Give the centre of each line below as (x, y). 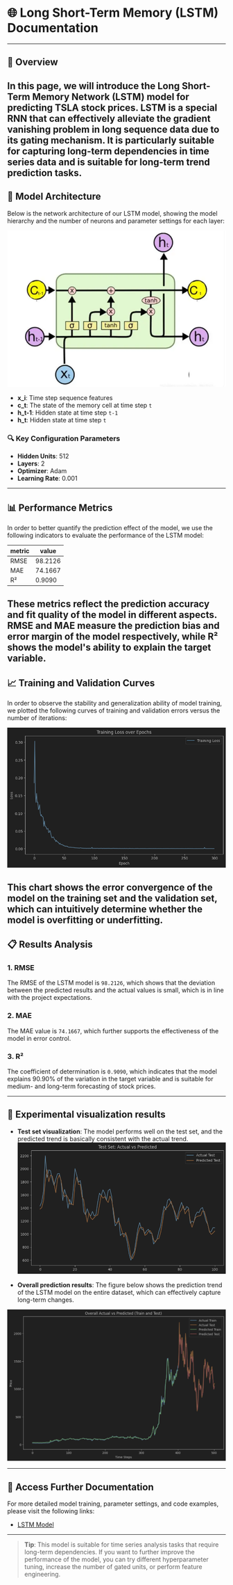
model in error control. (39, 1038)
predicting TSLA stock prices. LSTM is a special (112, 107)
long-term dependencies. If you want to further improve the (110, 1552)
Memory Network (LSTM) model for (111, 96)
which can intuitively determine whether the (105, 909)
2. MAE (20, 1016)
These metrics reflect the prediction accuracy (109, 604)
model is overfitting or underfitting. (85, 920)
